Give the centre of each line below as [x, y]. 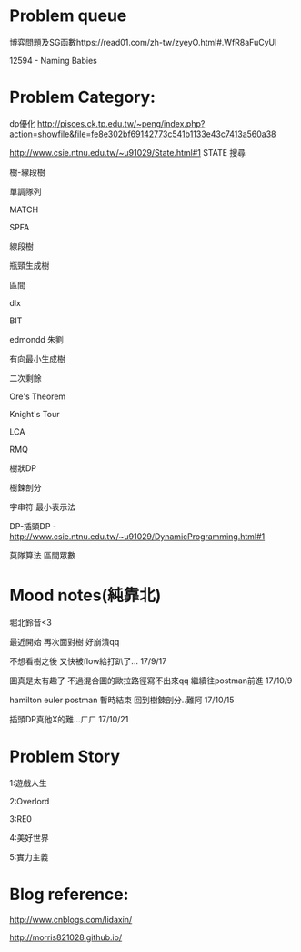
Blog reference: [69, 894]
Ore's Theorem [38, 396]
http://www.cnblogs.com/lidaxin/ [71, 919]
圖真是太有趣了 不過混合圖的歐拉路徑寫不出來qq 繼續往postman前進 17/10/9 [151, 681]
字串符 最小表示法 [42, 507]
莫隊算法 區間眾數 [42, 555]
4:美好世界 [30, 837]
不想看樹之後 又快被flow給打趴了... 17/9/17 [88, 660]
